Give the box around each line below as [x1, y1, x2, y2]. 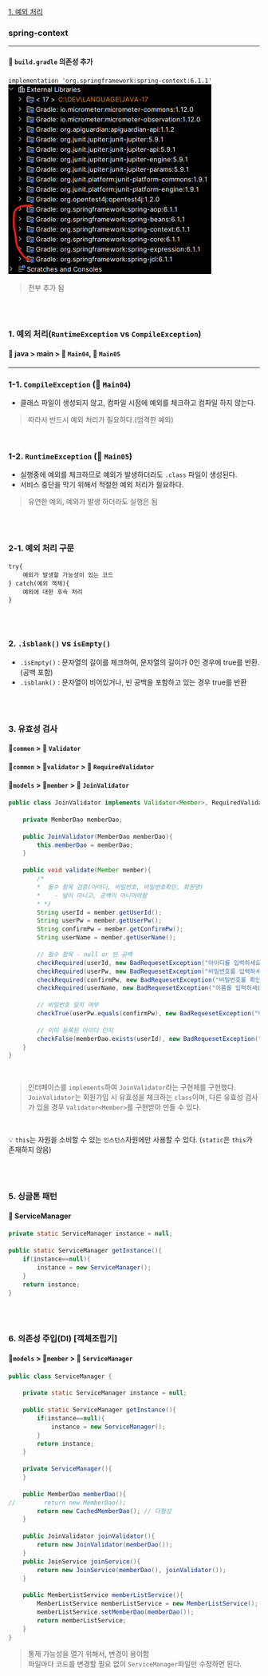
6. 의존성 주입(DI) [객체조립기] [8, 1333, 118, 1344]
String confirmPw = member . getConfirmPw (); [37, 925, 183, 933]
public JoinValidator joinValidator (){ [22, 1532, 156, 1540]
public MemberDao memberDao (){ [22, 1490, 127, 1498]
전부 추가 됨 [27, 283, 65, 292]
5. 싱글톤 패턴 [8, 1191, 57, 1202]
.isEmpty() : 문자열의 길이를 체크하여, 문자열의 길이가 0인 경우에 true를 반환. [19, 657, 260, 667]
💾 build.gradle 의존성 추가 [8, 57, 93, 66]
